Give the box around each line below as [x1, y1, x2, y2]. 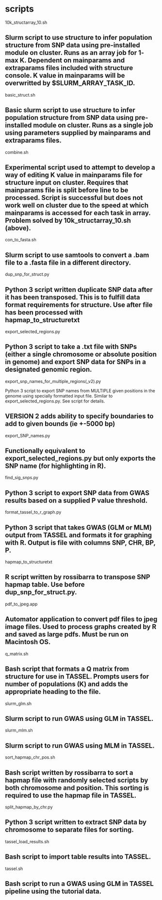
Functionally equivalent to [5, 447, 86, 455]
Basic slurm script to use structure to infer [5, 106, 136, 115]
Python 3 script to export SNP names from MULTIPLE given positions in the [5, 387, 155, 394]
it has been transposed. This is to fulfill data [5, 293, 140, 301]
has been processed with [5, 308, 83, 317]
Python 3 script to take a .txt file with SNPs [5, 343, 137, 351]
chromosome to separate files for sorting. [5, 826, 134, 834]
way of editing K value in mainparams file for [5, 171, 143, 179]
